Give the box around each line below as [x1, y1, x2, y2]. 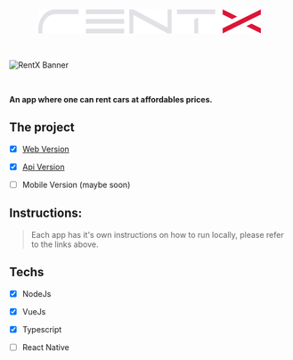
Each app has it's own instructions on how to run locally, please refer [30, 229, 284, 240]
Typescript [21, 323, 62, 334]
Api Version [21, 161, 65, 172]
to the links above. [30, 239, 99, 250]
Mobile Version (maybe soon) [21, 179, 131, 190]
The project [9, 120, 75, 135]
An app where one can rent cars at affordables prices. [9, 94, 213, 104]
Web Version [21, 143, 69, 154]
